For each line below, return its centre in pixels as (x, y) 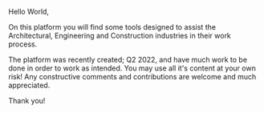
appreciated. (29, 85)
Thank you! (27, 101)
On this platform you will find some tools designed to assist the (112, 27)
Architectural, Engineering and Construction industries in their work (120, 36)
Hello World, (29, 12)
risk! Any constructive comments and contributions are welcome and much (132, 77)
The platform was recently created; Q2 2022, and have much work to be (128, 60)
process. (23, 44)
